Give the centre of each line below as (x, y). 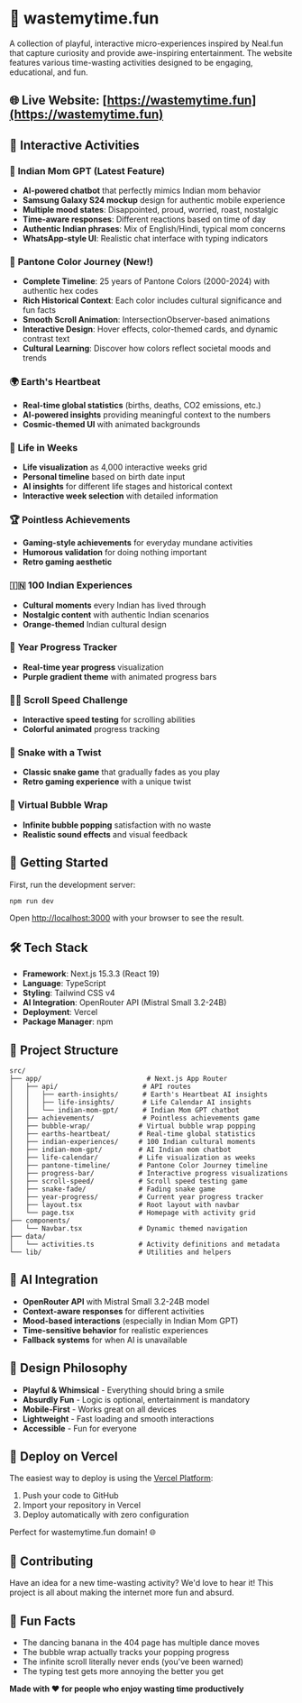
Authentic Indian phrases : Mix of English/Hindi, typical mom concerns (154, 229)
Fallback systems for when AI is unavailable (105, 1340)
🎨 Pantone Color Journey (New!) (82, 261)
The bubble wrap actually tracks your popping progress (126, 1653)
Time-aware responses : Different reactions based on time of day (144, 219)
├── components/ (40, 1221)
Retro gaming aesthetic (67, 562)
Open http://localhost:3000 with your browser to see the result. (127, 918)
